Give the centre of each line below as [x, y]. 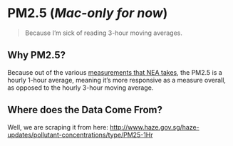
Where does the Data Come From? [85, 110]
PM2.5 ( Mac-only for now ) [88, 13]
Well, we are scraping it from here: [58, 127]
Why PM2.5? [37, 55]
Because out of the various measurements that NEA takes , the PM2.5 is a [115, 72]
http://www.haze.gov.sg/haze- [154, 127]
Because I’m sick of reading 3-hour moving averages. [104, 33]
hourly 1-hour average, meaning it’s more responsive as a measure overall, [117, 80]
